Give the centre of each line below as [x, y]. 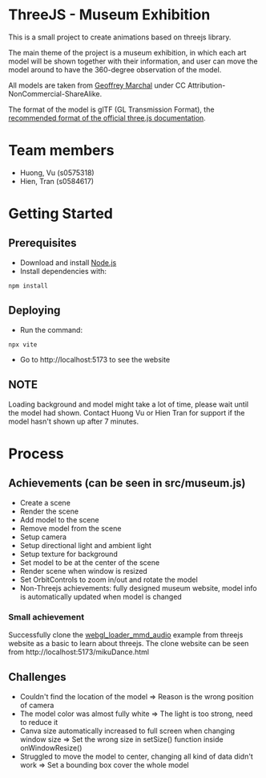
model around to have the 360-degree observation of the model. [115, 69]
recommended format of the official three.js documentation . [107, 117]
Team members [61, 151]
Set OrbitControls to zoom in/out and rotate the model [109, 579]
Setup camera [43, 537]
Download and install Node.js [68, 262]
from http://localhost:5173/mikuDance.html [79, 652]
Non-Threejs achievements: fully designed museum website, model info [139, 588]
